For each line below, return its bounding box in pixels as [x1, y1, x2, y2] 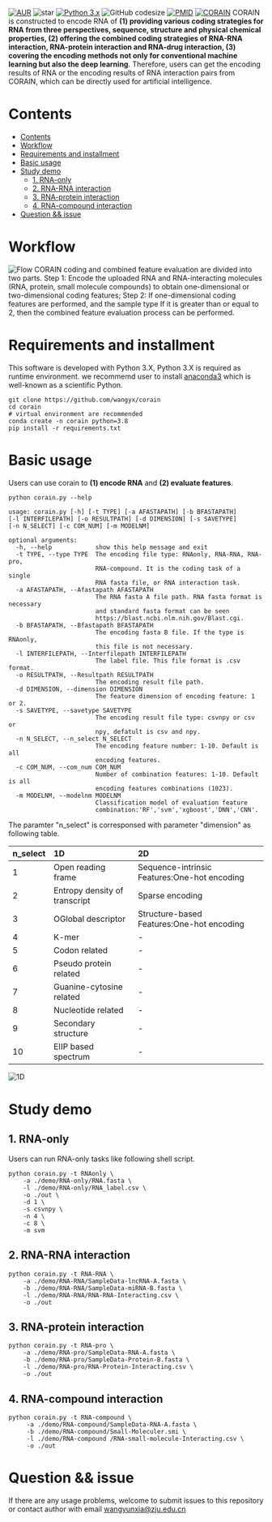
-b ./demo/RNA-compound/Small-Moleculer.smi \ [26, 1428, 186, 1436]
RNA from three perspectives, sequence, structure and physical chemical [8, 25, 261, 34]
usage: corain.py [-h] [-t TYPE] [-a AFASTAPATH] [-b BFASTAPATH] [8, 508, 237, 516]
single [8, 572, 31, 580]
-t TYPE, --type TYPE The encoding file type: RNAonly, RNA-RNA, [15, 550, 244, 559]
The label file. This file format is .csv [95, 657, 241, 665]
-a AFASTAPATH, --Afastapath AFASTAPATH [15, 585, 154, 594]
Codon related [53, 945, 108, 956]
